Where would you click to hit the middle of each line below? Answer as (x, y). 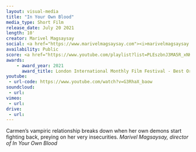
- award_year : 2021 (40, 66)
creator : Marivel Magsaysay (40, 38)
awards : (15, 60)
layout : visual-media (32, 11)
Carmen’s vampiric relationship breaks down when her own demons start (94, 131)
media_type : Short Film (35, 22)
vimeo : (14, 98)
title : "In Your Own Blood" (40, 17)
